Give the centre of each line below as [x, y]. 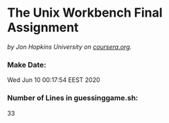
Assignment [43, 27]
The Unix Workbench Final [85, 13]
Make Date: [27, 65]
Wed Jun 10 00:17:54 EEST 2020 [54, 80]
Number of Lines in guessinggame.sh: [73, 98]
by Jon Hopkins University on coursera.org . [70, 47]
